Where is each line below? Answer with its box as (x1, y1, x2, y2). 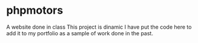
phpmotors (6, 4, 64, 17)
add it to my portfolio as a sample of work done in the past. (6, 29, 153, 36)
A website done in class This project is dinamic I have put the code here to (6, 23, 192, 30)
